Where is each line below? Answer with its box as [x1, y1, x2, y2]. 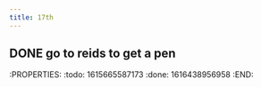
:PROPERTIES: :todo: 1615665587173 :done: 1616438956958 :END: [9, 69, 254, 80]
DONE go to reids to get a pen [9, 46, 176, 61]
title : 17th [9, 12, 54, 22]
